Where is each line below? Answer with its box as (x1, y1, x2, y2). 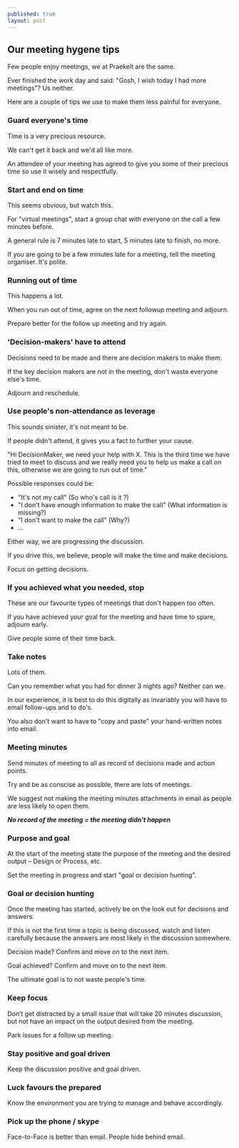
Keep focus (7, 993, 48, 1003)
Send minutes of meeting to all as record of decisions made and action (7, 758, 215, 767)
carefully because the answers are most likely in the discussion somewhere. (7, 934, 232, 943)
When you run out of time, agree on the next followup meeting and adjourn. (7, 305, 229, 314)
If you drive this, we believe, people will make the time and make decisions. (7, 551, 229, 559)
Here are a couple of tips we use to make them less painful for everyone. (7, 98, 221, 106)
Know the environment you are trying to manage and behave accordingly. (7, 1099, 223, 1107)
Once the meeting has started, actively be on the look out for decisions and (7, 905, 229, 913)
